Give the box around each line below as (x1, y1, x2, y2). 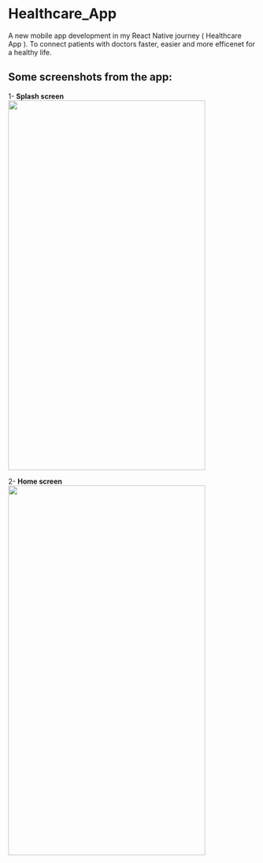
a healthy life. (8, 47, 53, 57)
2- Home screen (8, 476, 63, 486)
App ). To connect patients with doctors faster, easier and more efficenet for (8, 39, 256, 48)
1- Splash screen (8, 92, 65, 101)
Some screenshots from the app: (8, 70, 172, 84)
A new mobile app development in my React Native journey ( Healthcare (8, 31, 242, 40)
